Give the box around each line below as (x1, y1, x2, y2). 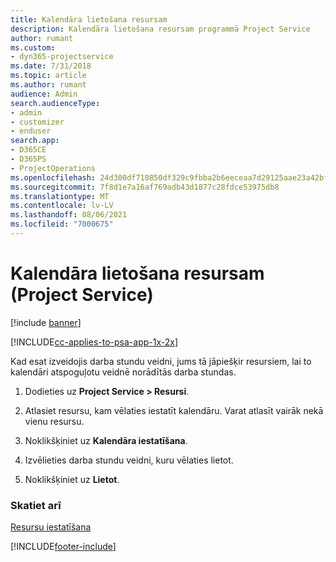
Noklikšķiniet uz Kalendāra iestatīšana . (24, 434, 188, 446)
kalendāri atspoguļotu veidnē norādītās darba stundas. (10, 366, 237, 378)
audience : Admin (10, 89, 78, 99)
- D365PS (10, 154, 47, 164)
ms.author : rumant (10, 80, 87, 90)
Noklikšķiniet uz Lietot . (24, 473, 120, 485)
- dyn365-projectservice (10, 52, 114, 62)
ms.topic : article (10, 71, 87, 81)
